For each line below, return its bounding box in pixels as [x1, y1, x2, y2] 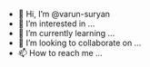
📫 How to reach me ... [17, 48, 103, 58]
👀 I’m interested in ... [17, 18, 95, 29]
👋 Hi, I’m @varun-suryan [17, 9, 111, 19]
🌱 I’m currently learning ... [17, 28, 115, 38]
